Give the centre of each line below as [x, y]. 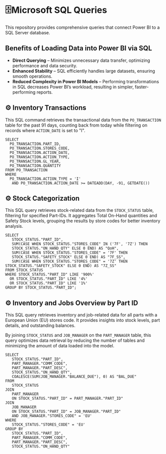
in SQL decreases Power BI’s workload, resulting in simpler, [73, 87]
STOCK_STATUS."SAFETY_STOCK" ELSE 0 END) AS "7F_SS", [69, 257]
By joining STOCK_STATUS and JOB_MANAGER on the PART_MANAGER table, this [78, 335]
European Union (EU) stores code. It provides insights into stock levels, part [83, 320]
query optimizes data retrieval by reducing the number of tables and [75, 340]
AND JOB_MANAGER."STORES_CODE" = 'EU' [52, 416]
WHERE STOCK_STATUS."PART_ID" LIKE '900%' [50, 275]
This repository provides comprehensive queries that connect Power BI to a [83, 27]
